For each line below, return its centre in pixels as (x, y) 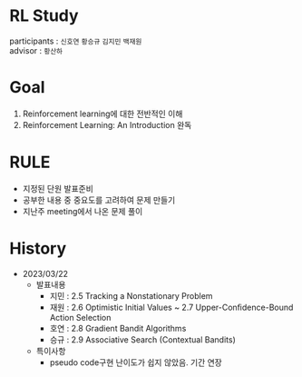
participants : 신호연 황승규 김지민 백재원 (76, 41)
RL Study (44, 16)
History (38, 248)
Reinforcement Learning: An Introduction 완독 (107, 124)
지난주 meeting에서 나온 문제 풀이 (83, 211)
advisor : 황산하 (36, 50)
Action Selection (80, 317)
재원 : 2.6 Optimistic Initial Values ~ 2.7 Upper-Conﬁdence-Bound (171, 307)
